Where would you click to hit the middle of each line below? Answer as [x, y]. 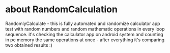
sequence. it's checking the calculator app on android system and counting [84, 34]
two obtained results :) [29, 45]
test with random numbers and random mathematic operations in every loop [85, 29]
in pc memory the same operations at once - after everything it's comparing [85, 40]
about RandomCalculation [62, 9]
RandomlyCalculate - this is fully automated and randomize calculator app [83, 23]
